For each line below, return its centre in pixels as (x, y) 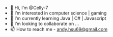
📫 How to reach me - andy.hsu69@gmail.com (59, 29)
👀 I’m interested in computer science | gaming (58, 13)
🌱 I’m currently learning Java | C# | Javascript (58, 18)
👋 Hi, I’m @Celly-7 (29, 8)
